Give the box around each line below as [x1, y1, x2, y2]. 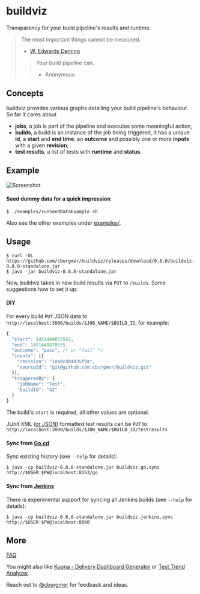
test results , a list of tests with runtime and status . [14, 148, 142, 155]
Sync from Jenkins [6, 482, 55, 489]
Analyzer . [6, 569, 30, 577]
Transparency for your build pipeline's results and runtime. [6, 24, 151, 31]
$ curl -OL [6, 252, 34, 258]
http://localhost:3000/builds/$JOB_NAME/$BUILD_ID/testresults [6, 427, 168, 433]
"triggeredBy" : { [11, 375, 55, 381]
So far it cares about [6, 110, 57, 118]
